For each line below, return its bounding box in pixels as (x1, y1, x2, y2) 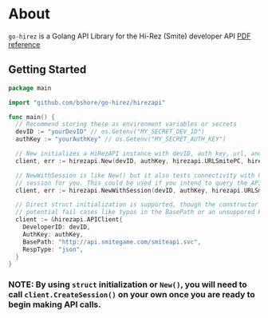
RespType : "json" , (22, 245, 84, 253)
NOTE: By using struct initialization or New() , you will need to (8, 279, 247, 290)
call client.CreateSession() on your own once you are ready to (8, 289, 255, 300)
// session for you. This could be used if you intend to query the (15, 179, 248, 187)
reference (8, 39, 41, 49)
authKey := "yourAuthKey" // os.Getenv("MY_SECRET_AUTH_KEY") (15, 135, 227, 144)
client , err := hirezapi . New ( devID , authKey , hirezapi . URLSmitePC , (15, 157, 245, 165)
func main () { (8, 113, 56, 121)
